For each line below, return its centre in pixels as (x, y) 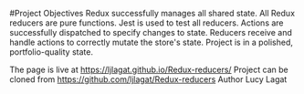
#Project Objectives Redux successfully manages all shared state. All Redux (152, 13)
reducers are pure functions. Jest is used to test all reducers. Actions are (147, 23)
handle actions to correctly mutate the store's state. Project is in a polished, (152, 42)
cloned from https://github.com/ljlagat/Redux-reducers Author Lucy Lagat (148, 79)
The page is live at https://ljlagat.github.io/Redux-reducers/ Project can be (149, 69)
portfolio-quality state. (52, 52)
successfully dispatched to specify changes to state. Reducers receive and (151, 32)
